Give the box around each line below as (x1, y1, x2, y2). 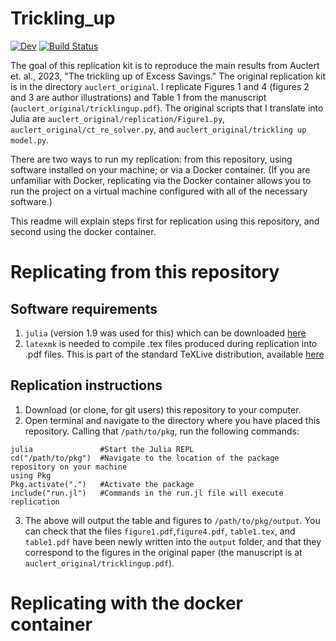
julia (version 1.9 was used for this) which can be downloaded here (24, 327, 307, 339)
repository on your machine (10, 462, 128, 472)
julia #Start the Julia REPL (10, 444, 195, 454)
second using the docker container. (10, 225, 157, 237)
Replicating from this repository (10, 261, 280, 284)
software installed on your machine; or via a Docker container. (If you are (10, 163, 311, 176)
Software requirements (10, 300, 158, 317)
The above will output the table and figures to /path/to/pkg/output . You (24, 514, 321, 526)
